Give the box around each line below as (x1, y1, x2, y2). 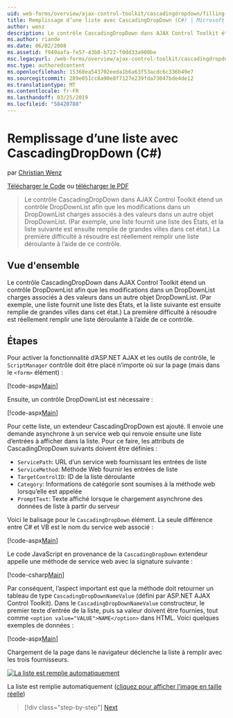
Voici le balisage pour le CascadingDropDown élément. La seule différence (7, 516, 213, 524)
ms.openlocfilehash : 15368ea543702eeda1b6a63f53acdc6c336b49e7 (7, 68, 194, 75)
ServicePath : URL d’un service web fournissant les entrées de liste (17, 458, 207, 466)
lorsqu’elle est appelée (17, 487, 83, 496)
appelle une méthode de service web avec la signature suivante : (7, 557, 193, 566)
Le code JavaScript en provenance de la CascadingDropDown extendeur (7, 550, 208, 558)
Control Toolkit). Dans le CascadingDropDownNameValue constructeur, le (7, 599, 205, 607)
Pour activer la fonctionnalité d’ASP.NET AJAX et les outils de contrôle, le (7, 354, 216, 362)
